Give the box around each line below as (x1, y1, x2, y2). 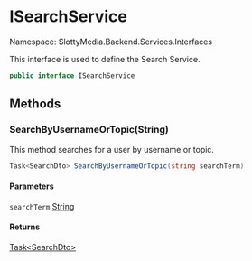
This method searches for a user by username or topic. (9, 144, 215, 154)
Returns (9, 221, 41, 232)
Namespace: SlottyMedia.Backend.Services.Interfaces (9, 36, 213, 47)
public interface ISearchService (9, 70, 135, 80)
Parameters (9, 181, 54, 191)
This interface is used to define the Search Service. (9, 53, 201, 64)
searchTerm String (9, 200, 75, 211)
